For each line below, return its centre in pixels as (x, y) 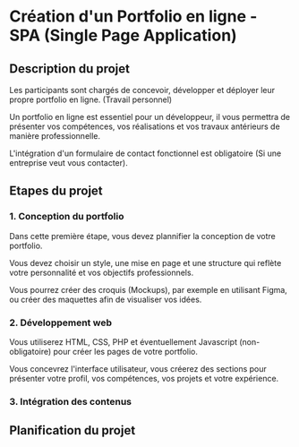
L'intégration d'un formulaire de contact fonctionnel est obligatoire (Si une (145, 153)
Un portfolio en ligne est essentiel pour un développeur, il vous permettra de (150, 117)
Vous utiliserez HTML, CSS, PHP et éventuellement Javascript (123, 341)
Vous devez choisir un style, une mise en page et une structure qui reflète (145, 262)
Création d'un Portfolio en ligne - (133, 17)
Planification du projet (73, 430)
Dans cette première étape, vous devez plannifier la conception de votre (142, 236)
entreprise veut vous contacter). (68, 163)
